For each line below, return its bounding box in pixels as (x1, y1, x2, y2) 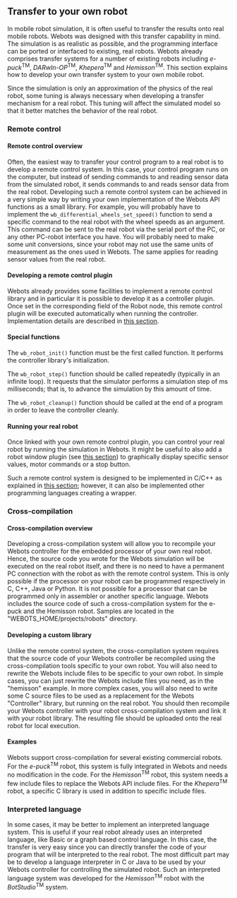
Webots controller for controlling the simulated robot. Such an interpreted (7, 866, 221, 873)
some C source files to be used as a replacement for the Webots (7, 691, 195, 700)
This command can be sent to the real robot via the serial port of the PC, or (7, 225, 226, 233)
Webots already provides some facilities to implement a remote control (7, 286, 213, 295)
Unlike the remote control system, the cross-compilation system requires (7, 646, 219, 655)
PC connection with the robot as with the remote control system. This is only (7, 569, 229, 578)
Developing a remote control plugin (7, 271, 113, 279)
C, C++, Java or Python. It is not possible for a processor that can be (7, 585, 207, 593)
